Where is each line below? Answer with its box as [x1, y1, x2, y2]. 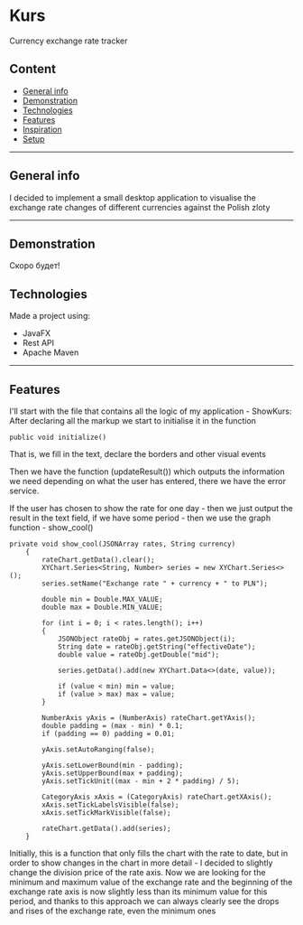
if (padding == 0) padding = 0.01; [41, 729, 176, 738]
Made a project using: [9, 311, 91, 322]
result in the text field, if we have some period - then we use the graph [9, 512, 271, 523]
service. [9, 485, 40, 496]
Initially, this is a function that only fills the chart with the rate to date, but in [9, 848, 289, 858]
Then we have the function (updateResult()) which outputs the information [9, 466, 286, 477]
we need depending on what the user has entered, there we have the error [9, 476, 287, 486]
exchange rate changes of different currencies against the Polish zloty [9, 201, 271, 212]
